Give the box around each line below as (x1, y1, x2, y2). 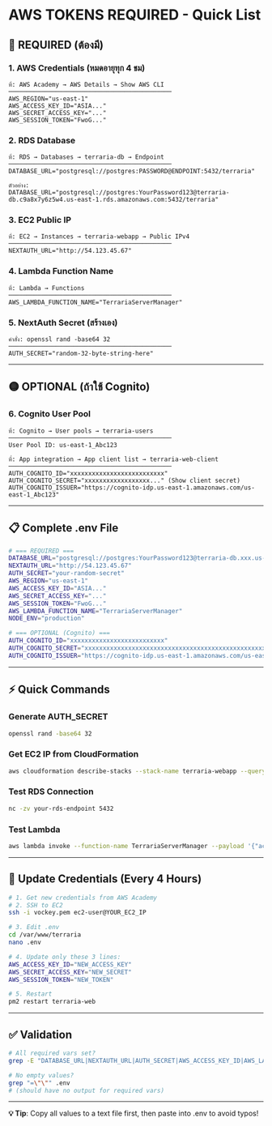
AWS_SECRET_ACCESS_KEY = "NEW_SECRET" (8, 968, 132, 976)
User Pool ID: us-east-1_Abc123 (8, 441, 117, 449)
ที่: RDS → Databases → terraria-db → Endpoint (8, 153, 164, 161)
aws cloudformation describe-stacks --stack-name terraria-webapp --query (8, 767, 266, 775)
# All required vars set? (8, 1049, 96, 1058)
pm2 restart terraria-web (8, 998, 96, 1006)
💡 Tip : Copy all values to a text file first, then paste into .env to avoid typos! (8, 1108, 259, 1119)
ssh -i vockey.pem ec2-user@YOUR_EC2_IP (8, 909, 147, 917)
